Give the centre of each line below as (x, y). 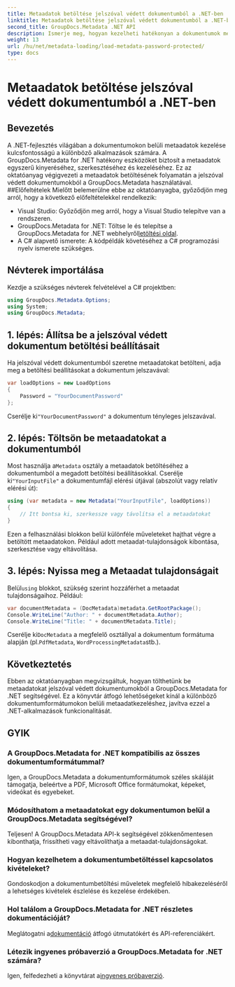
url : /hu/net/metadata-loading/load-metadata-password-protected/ (106, 46)
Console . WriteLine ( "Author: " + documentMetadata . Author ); (95, 615)
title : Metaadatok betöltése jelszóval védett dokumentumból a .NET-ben (115, 14)
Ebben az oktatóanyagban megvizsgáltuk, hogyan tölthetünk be (99, 681)
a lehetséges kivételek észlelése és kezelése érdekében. (89, 891)
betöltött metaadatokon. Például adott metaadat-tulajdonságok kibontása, (113, 542)
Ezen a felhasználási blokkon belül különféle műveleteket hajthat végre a (112, 534)
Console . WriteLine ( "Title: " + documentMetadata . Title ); (92, 622)
